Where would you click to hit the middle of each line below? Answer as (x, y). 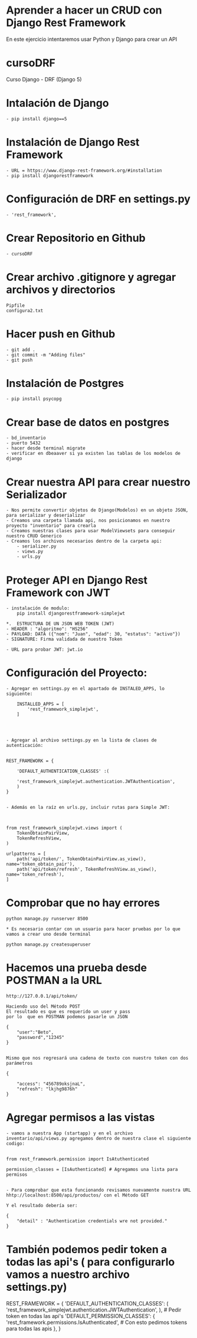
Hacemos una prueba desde (77, 968)
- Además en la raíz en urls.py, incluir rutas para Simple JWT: (88, 808)
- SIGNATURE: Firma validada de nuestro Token (64, 640)
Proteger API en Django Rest (77, 580)
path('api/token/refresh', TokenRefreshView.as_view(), (87, 870)
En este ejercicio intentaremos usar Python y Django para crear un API (92, 39)
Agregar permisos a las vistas (81, 1118)
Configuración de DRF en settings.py (98, 199)
